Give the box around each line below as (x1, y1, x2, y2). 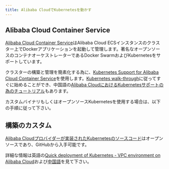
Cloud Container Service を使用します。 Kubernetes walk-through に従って (5, 76, 157, 82)
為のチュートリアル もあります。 (5, 88, 71, 94)
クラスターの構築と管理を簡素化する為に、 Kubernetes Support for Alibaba (5, 69, 159, 75)
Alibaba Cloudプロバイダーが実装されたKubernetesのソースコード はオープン (5, 135, 163, 141)
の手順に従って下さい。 (5, 105, 54, 111)
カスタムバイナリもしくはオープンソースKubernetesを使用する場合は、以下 (5, 99, 161, 105)
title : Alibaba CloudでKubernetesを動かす (5, 7, 92, 13)
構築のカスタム (5, 121, 52, 129)
